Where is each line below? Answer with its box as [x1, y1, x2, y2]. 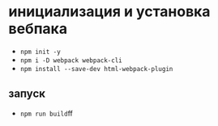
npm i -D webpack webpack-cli [19, 56, 123, 65]
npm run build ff [19, 108, 73, 118]
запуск [8, 87, 46, 101]
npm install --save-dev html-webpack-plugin [19, 65, 173, 73]
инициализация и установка [8, 2, 211, 21]
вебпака [8, 19, 67, 38]
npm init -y [19, 48, 61, 56]
